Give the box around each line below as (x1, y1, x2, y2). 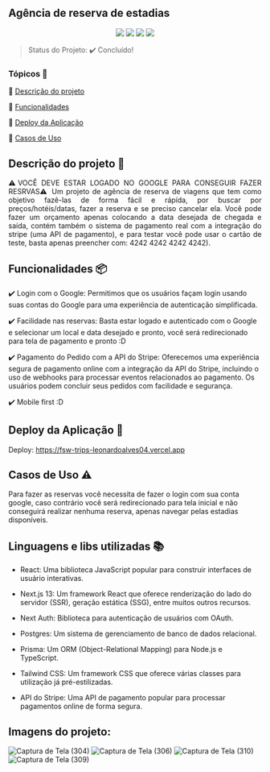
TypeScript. (19, 653, 59, 663)
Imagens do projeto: (8, 724, 111, 738)
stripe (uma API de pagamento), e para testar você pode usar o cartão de (8, 229, 262, 239)
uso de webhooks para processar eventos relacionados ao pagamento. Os (8, 372, 255, 382)
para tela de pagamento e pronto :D (8, 336, 126, 346)
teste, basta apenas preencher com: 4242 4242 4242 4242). (8, 238, 211, 247)
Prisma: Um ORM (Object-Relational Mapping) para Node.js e (19, 645, 223, 654)
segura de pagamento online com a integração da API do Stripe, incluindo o (8, 363, 260, 373)
